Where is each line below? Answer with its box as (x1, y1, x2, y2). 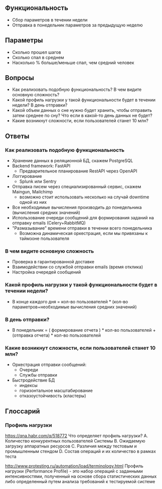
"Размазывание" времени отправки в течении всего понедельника (12, 225, 152, 231)
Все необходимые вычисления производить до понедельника (12, 205, 142, 211)
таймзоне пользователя (19, 235, 70, 241)
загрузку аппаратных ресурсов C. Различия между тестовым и (5, 443, 137, 449)
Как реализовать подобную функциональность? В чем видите (12, 86, 142, 92)
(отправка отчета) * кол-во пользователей (12, 332, 101, 339)
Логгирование (12, 173, 42, 179)
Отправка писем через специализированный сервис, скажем (12, 184, 142, 190)
